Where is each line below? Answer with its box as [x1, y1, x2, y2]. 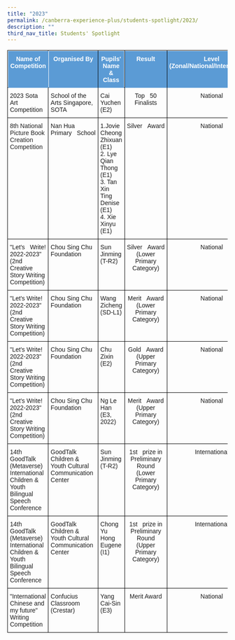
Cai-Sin [100, 599, 121, 608]
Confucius [50, 592, 78, 601]
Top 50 [134, 92, 157, 100]
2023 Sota [10, 92, 38, 100]
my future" [10, 606, 38, 615]
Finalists [134, 99, 157, 107]
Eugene [100, 541, 122, 550]
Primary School [50, 129, 96, 137]
